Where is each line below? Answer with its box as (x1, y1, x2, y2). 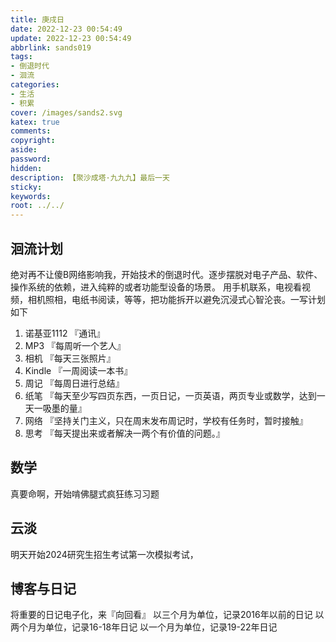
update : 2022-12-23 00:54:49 (10, 33, 132, 43)
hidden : (10, 163, 43, 173)
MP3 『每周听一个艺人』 (24, 339, 126, 351)
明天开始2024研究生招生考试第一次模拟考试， (10, 548, 199, 560)
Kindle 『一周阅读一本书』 (24, 364, 133, 376)
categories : (10, 80, 60, 90)
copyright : (10, 136, 56, 146)
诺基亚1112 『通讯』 (24, 327, 106, 339)
